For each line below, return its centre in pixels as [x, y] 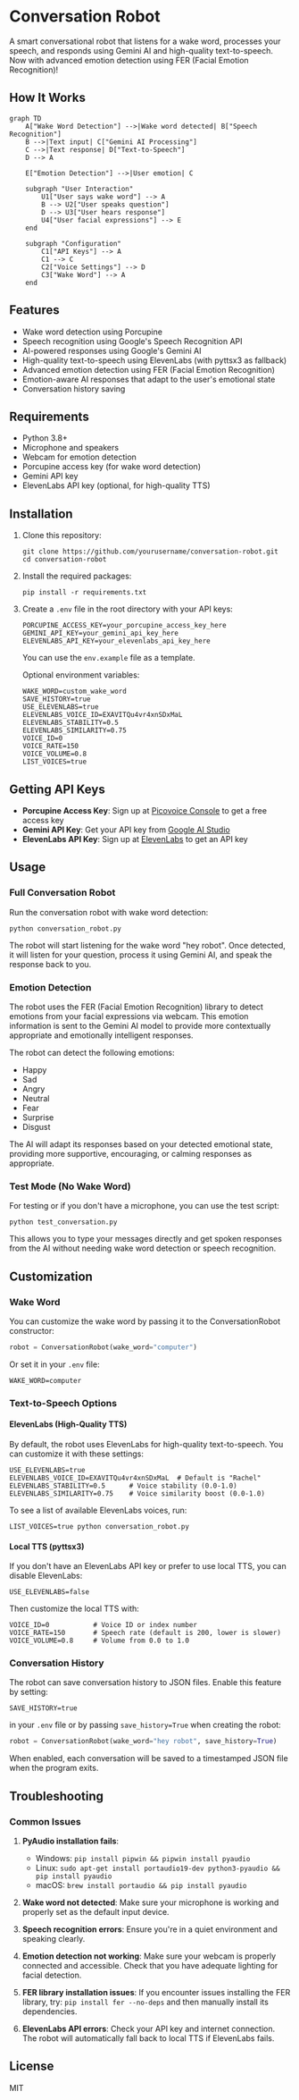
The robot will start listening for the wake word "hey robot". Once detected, [147, 945]
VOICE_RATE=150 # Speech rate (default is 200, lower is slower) [145, 1633]
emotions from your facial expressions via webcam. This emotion [129, 1016]
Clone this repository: [62, 536]
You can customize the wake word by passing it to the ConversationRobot [145, 1321]
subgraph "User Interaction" [79, 189]
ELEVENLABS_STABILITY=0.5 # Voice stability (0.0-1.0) [124, 1486]
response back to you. [50, 964]
